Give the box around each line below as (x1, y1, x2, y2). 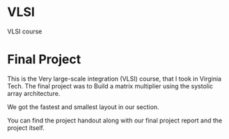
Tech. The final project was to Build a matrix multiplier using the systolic (7, 81, 214, 90)
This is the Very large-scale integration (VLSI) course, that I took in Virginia (7, 74, 221, 83)
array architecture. (7, 89, 61, 97)
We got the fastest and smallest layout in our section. (7, 102, 159, 111)
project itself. (7, 123, 45, 132)
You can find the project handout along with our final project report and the (7, 116, 223, 124)
